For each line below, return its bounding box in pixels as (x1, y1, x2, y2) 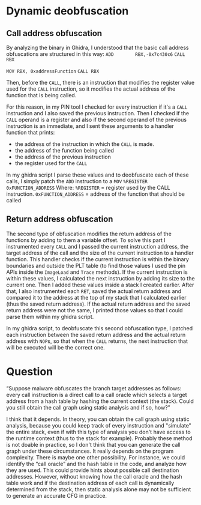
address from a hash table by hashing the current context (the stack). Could (6, 398, 194, 405)
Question (6, 365, 53, 378)
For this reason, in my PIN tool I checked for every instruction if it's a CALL (6, 103, 188, 110)
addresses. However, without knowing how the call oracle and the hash (6, 473, 182, 480)
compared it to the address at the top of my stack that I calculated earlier (6, 294, 187, 301)
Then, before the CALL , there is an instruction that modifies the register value (6, 79, 195, 86)
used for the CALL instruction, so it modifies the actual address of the (6, 85, 176, 92)
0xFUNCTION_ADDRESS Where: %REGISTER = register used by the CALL (6, 184, 171, 191)
